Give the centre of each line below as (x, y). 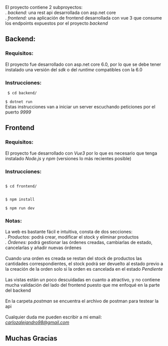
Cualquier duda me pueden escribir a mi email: (54, 317)
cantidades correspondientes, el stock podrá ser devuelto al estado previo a (84, 264)
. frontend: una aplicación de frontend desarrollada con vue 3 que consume (83, 18)
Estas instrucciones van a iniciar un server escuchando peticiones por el (80, 106)
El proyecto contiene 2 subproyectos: (44, 7)
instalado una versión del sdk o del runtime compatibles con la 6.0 (74, 69)
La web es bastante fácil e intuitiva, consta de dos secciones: (69, 232)
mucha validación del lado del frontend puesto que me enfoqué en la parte (82, 285)
